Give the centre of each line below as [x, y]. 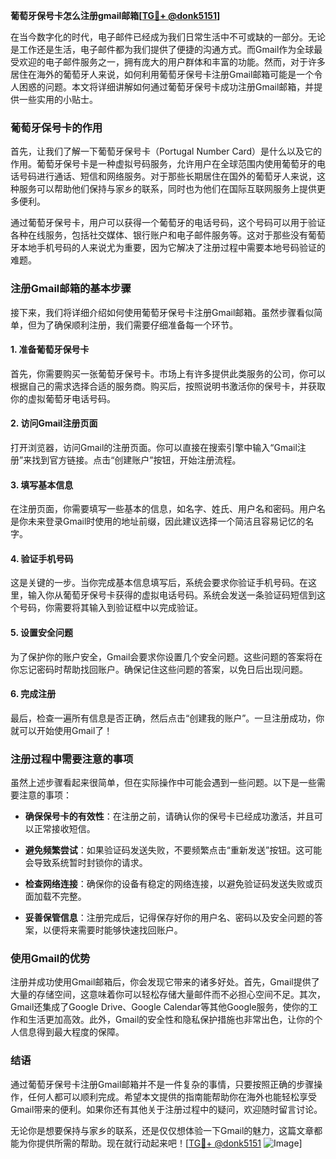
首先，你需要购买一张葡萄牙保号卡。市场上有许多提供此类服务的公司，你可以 [168, 373]
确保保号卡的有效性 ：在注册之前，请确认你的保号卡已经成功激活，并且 [169, 816]
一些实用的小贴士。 [58, 99]
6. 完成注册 [33, 694]
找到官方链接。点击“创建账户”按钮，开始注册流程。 [136, 460]
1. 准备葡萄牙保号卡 [50, 350]
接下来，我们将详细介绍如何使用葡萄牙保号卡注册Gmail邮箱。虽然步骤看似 [162, 312]
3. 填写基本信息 [42, 485]
